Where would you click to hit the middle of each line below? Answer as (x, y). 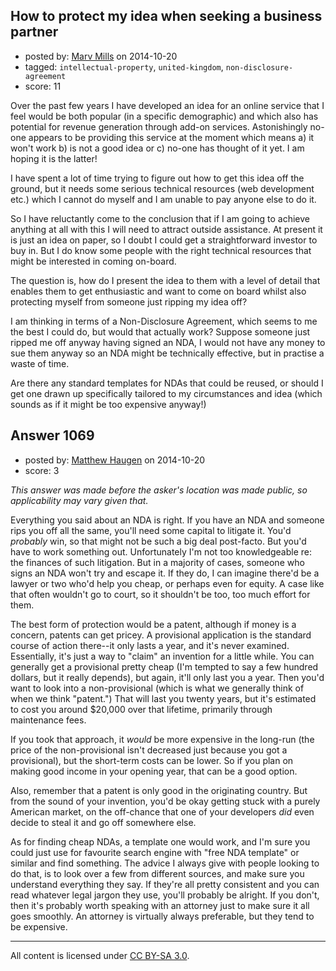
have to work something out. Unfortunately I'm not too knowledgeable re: (161, 551)
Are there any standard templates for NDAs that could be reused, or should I (167, 383)
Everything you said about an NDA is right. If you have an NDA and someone (167, 520)
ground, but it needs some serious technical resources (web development (162, 188)
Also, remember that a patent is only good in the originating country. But (159, 790)
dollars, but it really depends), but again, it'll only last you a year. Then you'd (167, 677)
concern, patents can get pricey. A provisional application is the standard (161, 635)
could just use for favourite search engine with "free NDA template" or (155, 852)
